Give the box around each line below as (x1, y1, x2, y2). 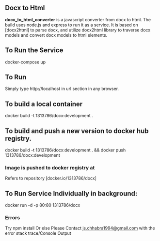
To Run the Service (5, 46, 64, 55)
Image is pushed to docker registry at (5, 164, 95, 171)
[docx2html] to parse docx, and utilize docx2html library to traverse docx (5, 27, 151, 33)
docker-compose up (5, 59, 46, 65)
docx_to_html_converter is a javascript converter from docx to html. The (5, 16, 151, 22)
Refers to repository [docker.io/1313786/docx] (5, 175, 97, 181)
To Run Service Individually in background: (5, 189, 138, 197)
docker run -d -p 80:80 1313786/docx (5, 202, 80, 208)
